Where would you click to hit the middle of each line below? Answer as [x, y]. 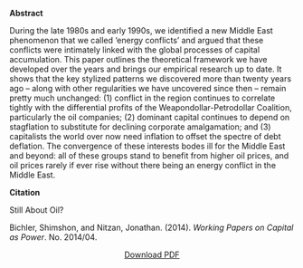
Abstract [26, 13]
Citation [25, 192]
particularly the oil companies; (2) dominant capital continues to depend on [150, 117]
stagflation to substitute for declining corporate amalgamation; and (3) [140, 127]
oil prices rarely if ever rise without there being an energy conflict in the [143, 165]
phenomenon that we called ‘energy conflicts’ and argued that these [137, 40]
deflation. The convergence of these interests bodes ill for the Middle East [147, 146]
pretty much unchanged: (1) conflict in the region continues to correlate [142, 98]
